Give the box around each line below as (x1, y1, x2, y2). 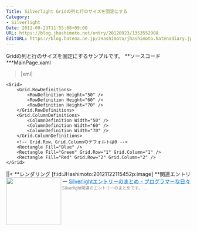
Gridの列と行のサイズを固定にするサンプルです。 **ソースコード (6, 53, 161, 59)
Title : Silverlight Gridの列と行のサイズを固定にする (6, 8, 128, 15)
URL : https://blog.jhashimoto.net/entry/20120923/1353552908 (6, 30, 159, 36)
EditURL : (6, 36, 28, 42)
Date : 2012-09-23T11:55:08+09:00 (6, 25, 88, 31)
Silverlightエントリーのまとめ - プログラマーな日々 (68, 178, 191, 185)
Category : (6, 14, 30, 20)
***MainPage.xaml (6, 59, 51, 66)
